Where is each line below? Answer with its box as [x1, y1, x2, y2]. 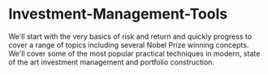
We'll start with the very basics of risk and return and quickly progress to [8, 31, 253, 41]
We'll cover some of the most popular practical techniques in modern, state [8, 48, 261, 58]
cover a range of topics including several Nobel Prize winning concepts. [8, 40, 249, 49]
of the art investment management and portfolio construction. [8, 57, 215, 67]
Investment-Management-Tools [8, 5, 228, 23]
